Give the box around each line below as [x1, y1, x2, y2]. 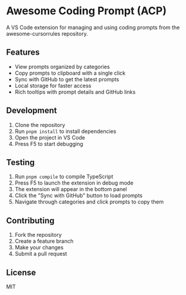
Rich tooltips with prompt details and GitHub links [14, 88, 135, 96]
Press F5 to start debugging [14, 140, 83, 147]
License [6, 267, 36, 277]
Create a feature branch [14, 237, 74, 245]
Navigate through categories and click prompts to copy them [14, 198, 164, 205]
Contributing [6, 215, 55, 226]
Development [6, 106, 58, 116]
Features [6, 47, 40, 58]
